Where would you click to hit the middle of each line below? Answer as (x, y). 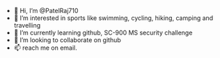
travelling (27, 25)
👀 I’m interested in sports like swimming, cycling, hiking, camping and (113, 18)
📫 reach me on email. (46, 48)
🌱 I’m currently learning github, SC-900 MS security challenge (103, 32)
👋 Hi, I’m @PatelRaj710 (46, 11)
